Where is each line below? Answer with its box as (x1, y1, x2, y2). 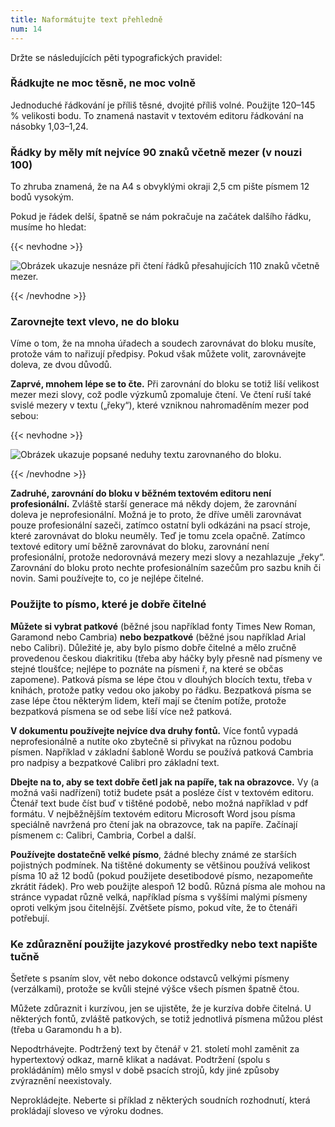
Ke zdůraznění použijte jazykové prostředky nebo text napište (10, 937, 318, 951)
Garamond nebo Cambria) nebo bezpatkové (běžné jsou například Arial (10, 631, 307, 643)
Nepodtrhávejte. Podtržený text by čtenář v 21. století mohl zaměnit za (10, 1042, 300, 1055)
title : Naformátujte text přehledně (10, 14, 163, 25)
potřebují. (10, 912, 50, 924)
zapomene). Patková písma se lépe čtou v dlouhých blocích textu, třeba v (10, 673, 313, 685)
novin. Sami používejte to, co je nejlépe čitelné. (10, 572, 204, 585)
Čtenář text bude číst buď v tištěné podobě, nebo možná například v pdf (10, 797, 308, 809)
